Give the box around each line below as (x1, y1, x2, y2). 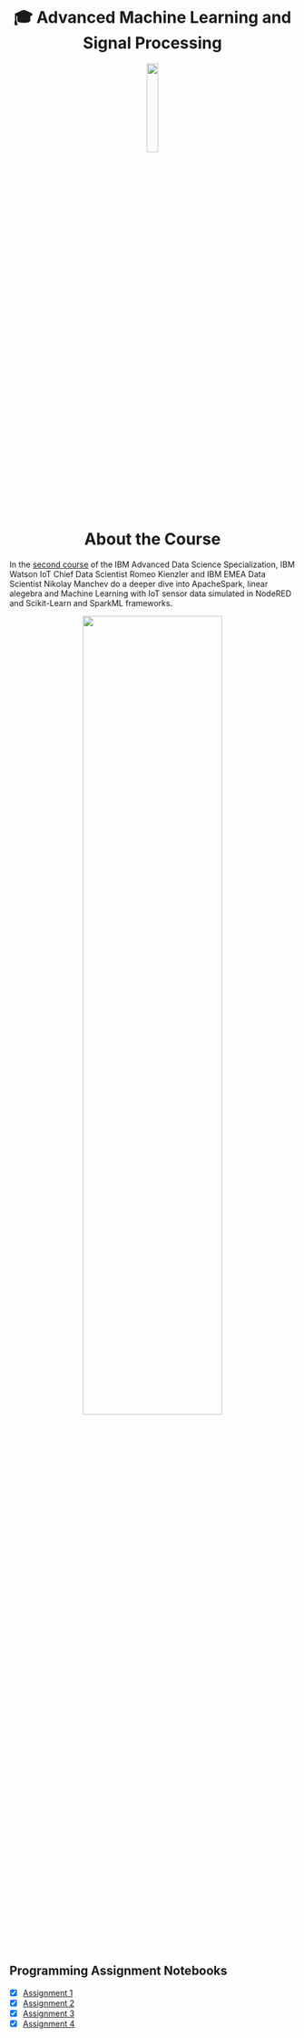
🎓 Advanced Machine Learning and (13, 7, 292, 28)
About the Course (83, 529, 221, 550)
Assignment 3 (22, 2008, 75, 2019)
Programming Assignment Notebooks (9, 1963, 228, 1979)
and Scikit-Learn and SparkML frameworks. (9, 597, 173, 608)
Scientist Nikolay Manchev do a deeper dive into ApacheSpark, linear (9, 578, 269, 589)
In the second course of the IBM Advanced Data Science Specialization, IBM (9, 559, 295, 570)
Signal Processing (83, 33, 222, 54)
